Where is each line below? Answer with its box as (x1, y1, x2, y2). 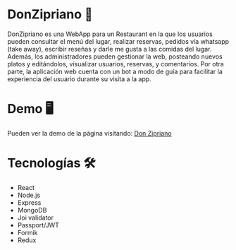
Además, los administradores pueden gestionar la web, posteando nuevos (7, 52, 223, 61)
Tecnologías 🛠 (7, 155, 97, 172)
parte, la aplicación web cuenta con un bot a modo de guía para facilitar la (7, 67, 223, 76)
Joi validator (17, 213, 54, 222)
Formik (17, 228, 38, 237)
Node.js (17, 191, 41, 199)
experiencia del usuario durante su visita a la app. (7, 74, 151, 83)
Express (17, 198, 42, 207)
